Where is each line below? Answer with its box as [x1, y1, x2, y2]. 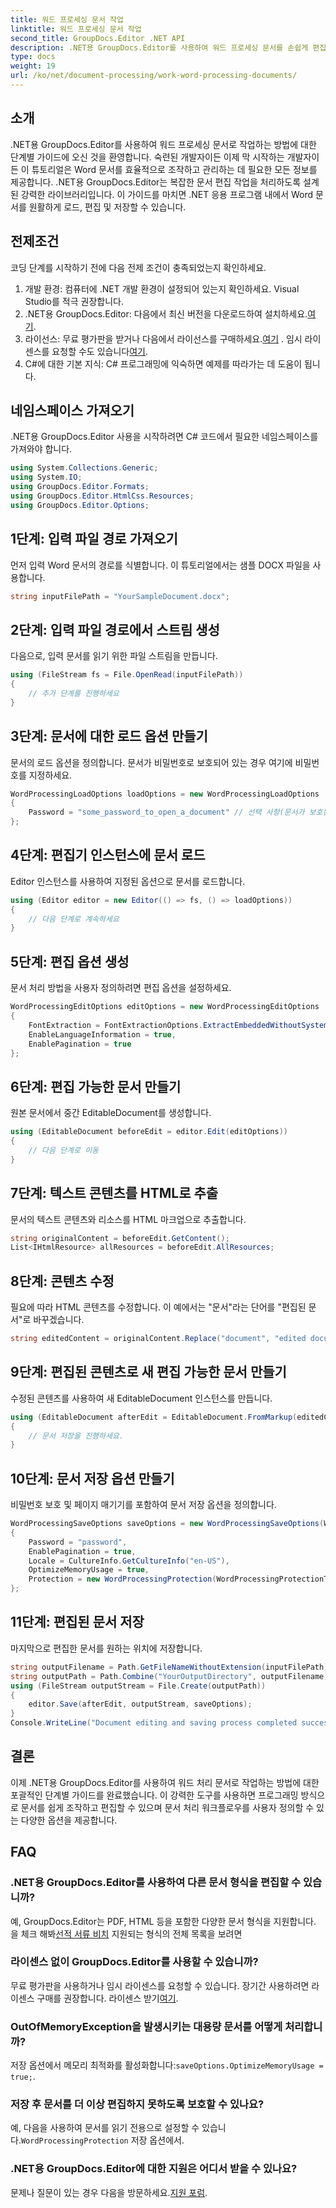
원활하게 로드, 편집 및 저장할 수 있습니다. [28, 201, 187, 213]
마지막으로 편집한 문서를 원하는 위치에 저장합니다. [10, 1642, 203, 1654]
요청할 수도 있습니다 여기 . [51, 345, 148, 357]
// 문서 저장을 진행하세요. [28, 1431, 124, 1441]
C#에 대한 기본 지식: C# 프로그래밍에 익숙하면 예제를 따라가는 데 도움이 [24, 357, 303, 370]
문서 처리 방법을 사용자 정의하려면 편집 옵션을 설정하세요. [10, 982, 232, 994]
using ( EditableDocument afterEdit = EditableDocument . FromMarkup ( [10, 1412, 298, 1422]
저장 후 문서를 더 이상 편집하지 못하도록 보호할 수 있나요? [10, 2097, 265, 2111]
